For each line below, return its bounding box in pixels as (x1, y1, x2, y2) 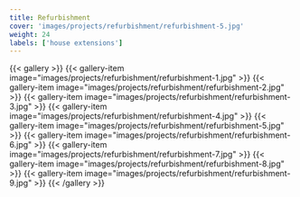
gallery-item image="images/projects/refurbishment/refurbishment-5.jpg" (9, 121, 285, 131)
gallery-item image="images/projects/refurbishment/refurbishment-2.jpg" (9, 82, 285, 93)
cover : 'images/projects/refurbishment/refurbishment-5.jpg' (9, 22, 245, 31)
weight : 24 (9, 30, 51, 39)
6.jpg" (9, 139, 33, 150)
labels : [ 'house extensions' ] (9, 38, 124, 48)
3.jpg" (9, 101, 33, 112)
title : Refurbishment (9, 13, 91, 22)
